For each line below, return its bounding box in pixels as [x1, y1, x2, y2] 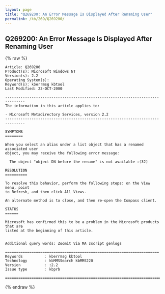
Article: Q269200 [5, 65, 41, 70]
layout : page [5, 7, 32, 12]
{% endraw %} [5, 284, 35, 290]
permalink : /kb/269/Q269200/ [5, 16, 65, 21]
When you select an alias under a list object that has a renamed [5, 142, 144, 147]
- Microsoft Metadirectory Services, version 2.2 [5, 112, 109, 117]
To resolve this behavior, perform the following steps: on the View [5, 181, 151, 186]
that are [5, 224, 23, 229]
